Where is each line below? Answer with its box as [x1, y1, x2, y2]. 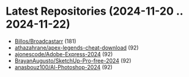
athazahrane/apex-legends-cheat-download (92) [14, 44, 139, 51]
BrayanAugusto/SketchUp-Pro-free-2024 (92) [14, 57, 132, 64]
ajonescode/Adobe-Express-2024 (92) [14, 50, 113, 57]
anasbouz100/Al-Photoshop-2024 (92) [14, 63, 113, 71]
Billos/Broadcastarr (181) [14, 37, 76, 45]
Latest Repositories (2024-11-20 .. [6, 4, 183, 18]
